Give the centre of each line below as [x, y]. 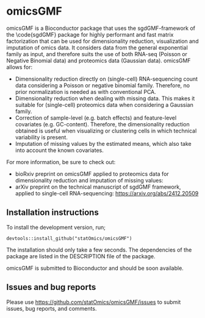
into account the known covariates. [59, 150]
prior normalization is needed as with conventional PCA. [86, 92]
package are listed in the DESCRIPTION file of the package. [81, 256]
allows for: [20, 67]
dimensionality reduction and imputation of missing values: [89, 180]
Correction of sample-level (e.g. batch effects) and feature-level [96, 118]
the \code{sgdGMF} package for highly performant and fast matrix [90, 34]
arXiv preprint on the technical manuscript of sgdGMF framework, [98, 187]
